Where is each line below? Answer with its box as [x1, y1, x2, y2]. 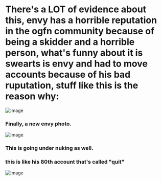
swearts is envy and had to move [5, 58, 148, 70]
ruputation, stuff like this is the [5, 80, 138, 92]
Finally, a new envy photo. [5, 120, 72, 127]
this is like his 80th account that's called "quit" [5, 159, 125, 166]
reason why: [5, 90, 59, 102]
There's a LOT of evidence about [5, 4, 147, 15]
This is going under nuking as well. [5, 145, 94, 152]
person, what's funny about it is [5, 47, 143, 59]
